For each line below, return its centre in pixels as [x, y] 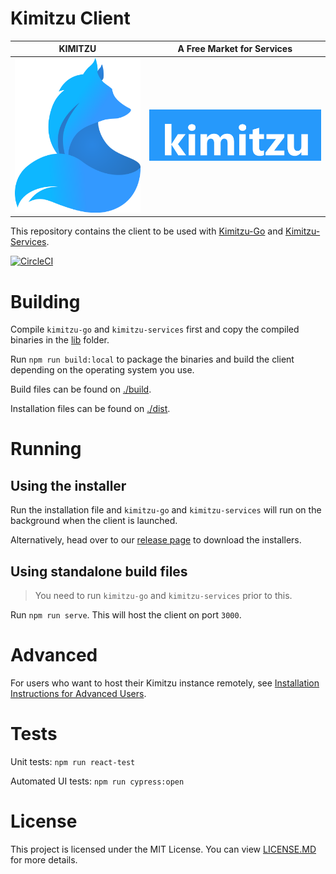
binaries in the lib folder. [60, 340]
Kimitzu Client [70, 18]
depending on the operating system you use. [102, 370]
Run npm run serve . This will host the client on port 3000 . [126, 615]
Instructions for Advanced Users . [78, 694]
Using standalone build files [99, 571]
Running [46, 449]
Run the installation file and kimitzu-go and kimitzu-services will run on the [166, 510]
